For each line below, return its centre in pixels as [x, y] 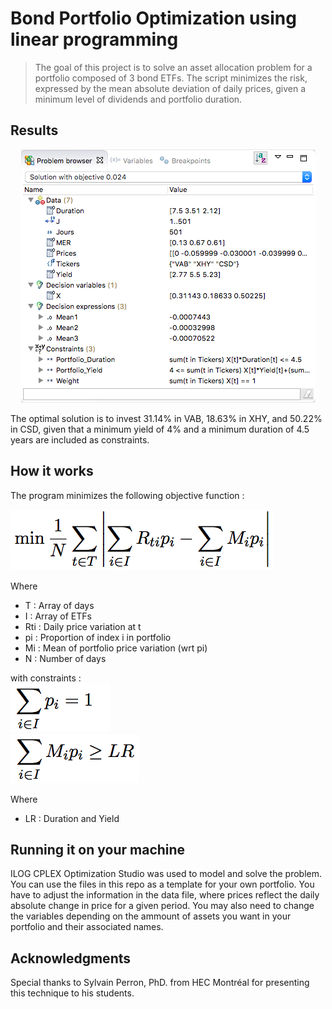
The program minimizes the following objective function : [127, 495]
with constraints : [46, 678]
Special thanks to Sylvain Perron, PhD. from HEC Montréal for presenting [160, 983]
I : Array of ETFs [58, 616]
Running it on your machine [98, 849]
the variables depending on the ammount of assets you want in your [151, 916]
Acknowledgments [71, 958]
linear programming [94, 39]
